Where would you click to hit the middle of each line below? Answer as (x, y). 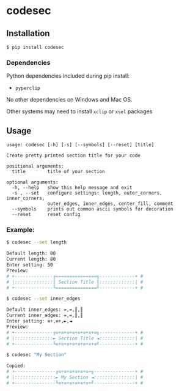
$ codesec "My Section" (37, 355)
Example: (20, 230)
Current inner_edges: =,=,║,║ (45, 316)
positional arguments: (35, 166)
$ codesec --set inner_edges (43, 299)
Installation (28, 33)
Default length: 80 (31, 254)
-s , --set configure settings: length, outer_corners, (87, 193)
